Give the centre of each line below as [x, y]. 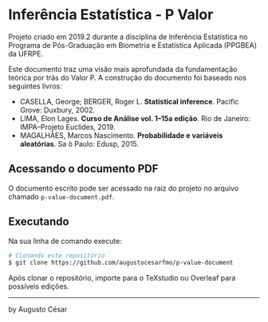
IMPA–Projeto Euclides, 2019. [67, 127]
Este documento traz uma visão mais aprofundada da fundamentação [123, 69]
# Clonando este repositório [57, 255]
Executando [39, 222]
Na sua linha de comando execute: [65, 241]
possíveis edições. [39, 287]
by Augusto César [38, 309]
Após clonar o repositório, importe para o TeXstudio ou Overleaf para [122, 278]
